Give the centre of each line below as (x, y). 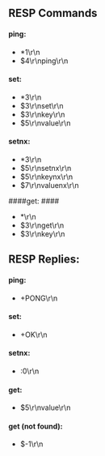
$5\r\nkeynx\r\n (46, 177)
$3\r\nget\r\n (42, 225)
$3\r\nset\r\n (42, 105)
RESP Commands (53, 13)
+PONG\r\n (39, 298)
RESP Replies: (44, 260)
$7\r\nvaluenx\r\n (49, 185)
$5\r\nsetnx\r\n (46, 168)
